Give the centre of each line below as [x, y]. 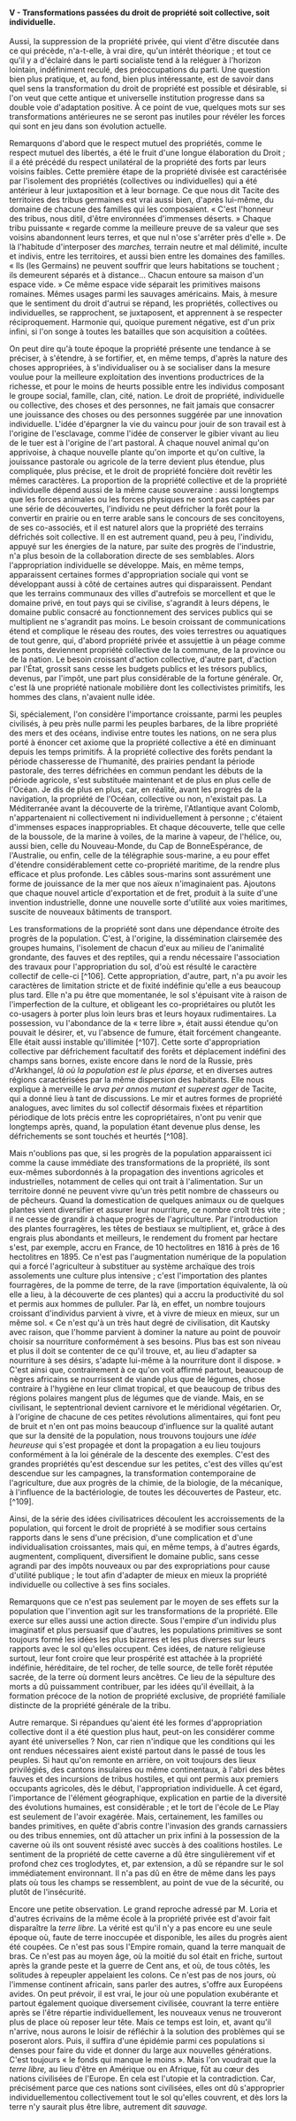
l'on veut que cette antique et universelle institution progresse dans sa [137, 98]
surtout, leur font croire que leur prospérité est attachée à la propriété [136, 1659]
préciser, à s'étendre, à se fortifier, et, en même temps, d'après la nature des [148, 358]
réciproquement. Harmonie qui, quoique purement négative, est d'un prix [142, 322]
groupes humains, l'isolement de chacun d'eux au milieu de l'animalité [137, 948]
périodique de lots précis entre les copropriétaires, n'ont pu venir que [136, 1117]
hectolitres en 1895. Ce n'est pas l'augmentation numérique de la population [148, 1257]
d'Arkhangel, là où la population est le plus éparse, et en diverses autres [141, 1070]
